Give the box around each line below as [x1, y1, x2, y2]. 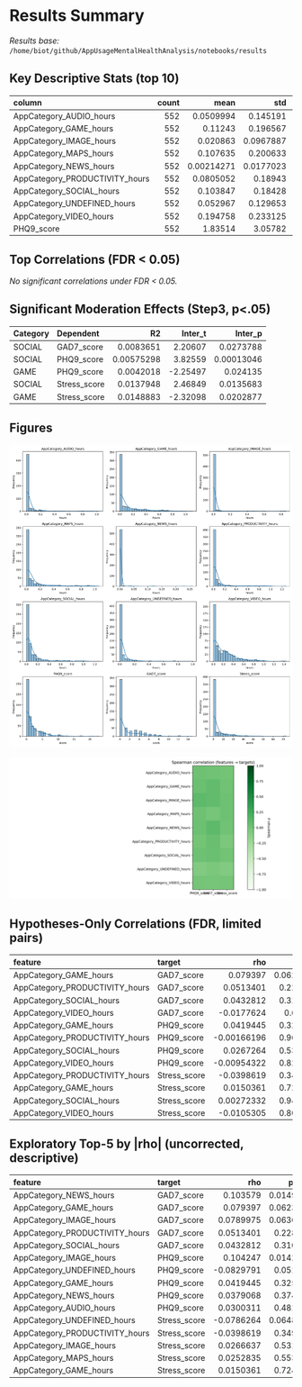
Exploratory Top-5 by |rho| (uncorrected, [9, 1136, 244, 1151]
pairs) [9, 929, 43, 946]
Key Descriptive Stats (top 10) [9, 71, 180, 86]
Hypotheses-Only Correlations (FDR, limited [9, 916, 262, 931]
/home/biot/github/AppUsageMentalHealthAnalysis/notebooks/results [9, 46, 268, 55]
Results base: [9, 35, 60, 46]
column [13, 97, 42, 108]
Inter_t [181, 328, 207, 339]
